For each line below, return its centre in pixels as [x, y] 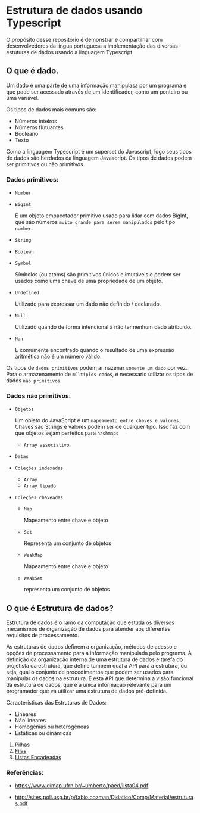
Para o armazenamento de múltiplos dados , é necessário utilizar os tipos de [100, 374]
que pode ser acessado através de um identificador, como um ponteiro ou [97, 91]
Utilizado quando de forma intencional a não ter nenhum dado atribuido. [103, 327]
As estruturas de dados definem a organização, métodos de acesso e [92, 647]
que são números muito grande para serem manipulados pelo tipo [95, 222]
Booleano [26, 133]
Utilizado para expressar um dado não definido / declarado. [88, 304]
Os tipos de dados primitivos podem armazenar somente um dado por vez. [97, 368]
